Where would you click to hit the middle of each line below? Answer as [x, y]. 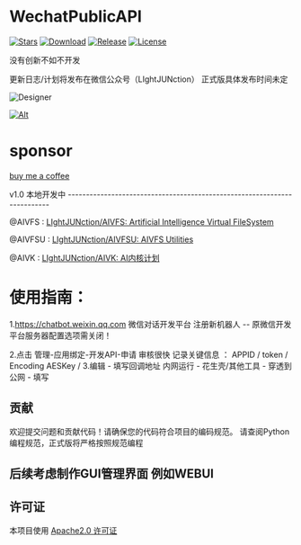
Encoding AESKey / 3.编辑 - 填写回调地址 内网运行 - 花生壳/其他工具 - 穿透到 [150, 365]
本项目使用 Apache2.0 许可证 [63, 530]
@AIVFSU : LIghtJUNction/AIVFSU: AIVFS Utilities [102, 239]
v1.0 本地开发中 [38, 194]
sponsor [41, 151]
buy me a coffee [40, 175]
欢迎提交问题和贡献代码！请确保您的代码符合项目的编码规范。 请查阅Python [150, 431]
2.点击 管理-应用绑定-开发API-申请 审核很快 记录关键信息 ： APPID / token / [149, 354]
